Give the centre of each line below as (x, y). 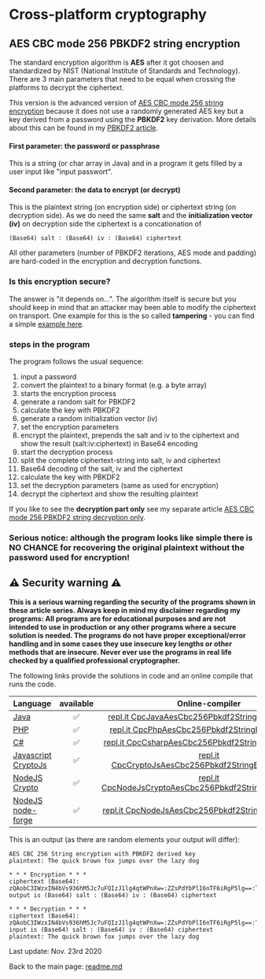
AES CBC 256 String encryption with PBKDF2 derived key (102, 854)
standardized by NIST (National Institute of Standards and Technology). (125, 71)
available (77, 704)
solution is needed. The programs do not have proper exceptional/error (127, 635)
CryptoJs (30, 765)
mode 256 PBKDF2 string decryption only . (77, 517)
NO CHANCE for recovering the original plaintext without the (127, 547)
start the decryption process (66, 452)
